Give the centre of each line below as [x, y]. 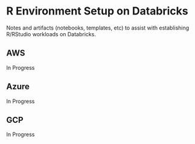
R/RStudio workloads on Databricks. [51, 34]
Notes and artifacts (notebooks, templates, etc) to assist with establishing [98, 28]
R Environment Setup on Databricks [97, 11]
